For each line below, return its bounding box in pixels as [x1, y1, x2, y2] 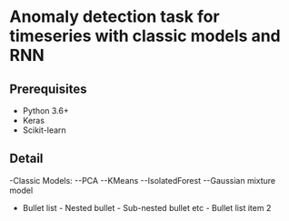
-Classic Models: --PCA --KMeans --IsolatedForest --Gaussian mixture [9, 175, 276, 186]
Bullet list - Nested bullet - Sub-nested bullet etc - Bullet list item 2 [22, 202, 272, 213]
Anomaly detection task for [9, 6, 220, 27]
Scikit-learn [22, 125, 66, 136]
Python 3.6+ [22, 105, 70, 116]
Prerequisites [9, 81, 87, 96]
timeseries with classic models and [9, 25, 281, 46]
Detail [9, 151, 44, 166]
